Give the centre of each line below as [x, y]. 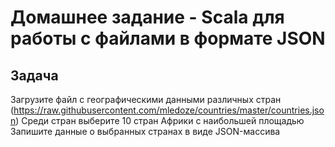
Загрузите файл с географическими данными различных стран [146, 99]
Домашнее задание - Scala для [147, 17]
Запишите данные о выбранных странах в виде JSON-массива [145, 131]
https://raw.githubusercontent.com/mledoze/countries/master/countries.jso [169, 110]
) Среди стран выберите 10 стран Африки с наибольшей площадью [160, 120]
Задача [34, 75]
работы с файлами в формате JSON [168, 38]
